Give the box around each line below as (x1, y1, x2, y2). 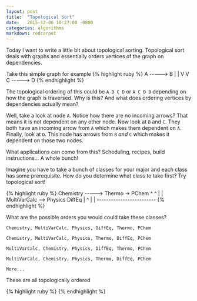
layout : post (6, 8, 38, 15)
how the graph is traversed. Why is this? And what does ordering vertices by (6, 95, 192, 102)
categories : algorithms (6, 25, 65, 31)
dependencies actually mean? (6, 101, 79, 108)
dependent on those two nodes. (6, 137, 84, 144)
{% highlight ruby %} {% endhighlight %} (6, 288, 106, 295)
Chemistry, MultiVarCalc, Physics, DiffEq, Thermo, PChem (6, 225, 151, 231)
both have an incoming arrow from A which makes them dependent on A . (6, 125, 182, 132)
